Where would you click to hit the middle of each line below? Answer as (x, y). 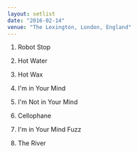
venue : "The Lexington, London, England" (70, 27)
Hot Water (32, 61)
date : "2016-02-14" (36, 21)
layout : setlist (31, 14)
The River (32, 143)
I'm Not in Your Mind (48, 102)
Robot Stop (34, 47)
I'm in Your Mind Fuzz (49, 130)
